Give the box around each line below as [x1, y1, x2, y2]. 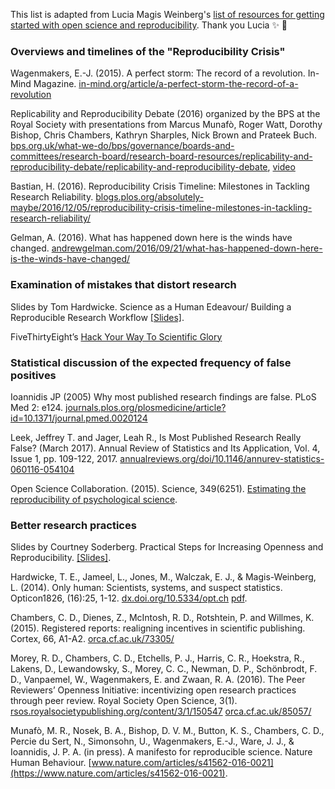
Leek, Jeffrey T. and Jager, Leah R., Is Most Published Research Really [10, 431, 302, 443]
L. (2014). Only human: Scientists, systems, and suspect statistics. [10, 582, 283, 594]
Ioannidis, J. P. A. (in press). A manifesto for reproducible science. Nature [10, 746, 313, 758]
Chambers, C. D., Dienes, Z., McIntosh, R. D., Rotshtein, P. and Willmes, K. [10, 612, 315, 624]
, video [267, 161, 296, 173]
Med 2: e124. [10, 401, 64, 413]
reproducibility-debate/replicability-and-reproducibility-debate [10, 161, 268, 173]
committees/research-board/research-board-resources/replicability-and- [10, 150, 313, 163]
